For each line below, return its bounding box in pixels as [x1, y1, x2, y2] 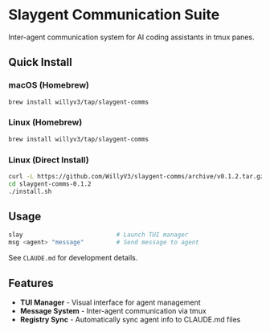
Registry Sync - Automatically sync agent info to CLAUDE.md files [19, 314, 241, 324]
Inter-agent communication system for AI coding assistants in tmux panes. [8, 32, 255, 42]
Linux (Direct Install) [8, 154, 90, 166]
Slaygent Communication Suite [8, 6, 220, 24]
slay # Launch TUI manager [8, 231, 189, 239]
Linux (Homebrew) [8, 117, 83, 128]
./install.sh [8, 187, 52, 195]
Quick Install [8, 55, 72, 69]
